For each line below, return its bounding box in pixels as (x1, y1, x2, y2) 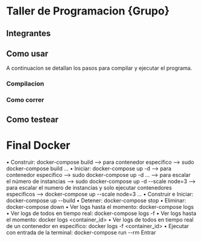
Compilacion (6, 79, 45, 88)
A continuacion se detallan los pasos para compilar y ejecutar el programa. (6, 64, 192, 72)
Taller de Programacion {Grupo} (6, 4, 170, 18)
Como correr (6, 96, 45, 104)
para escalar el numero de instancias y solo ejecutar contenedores (6, 184, 172, 191)
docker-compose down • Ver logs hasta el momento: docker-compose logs (6, 203, 194, 210)
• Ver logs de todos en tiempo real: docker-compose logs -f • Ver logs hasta (6, 209, 197, 217)
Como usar (6, 48, 49, 58)
